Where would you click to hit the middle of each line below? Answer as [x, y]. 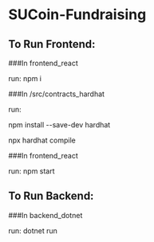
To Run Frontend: [52, 44]
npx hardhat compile [42, 140]
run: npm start [32, 171]
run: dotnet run [33, 230]
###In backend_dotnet [45, 215]
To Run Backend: [51, 196]
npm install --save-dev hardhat [59, 125]
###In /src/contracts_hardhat [57, 94]
